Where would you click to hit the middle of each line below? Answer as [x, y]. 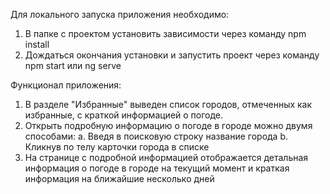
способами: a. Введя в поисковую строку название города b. [156, 136]
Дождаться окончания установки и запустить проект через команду [172, 55]
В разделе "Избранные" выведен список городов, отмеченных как [168, 104]
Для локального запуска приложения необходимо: [120, 14]
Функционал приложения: [66, 85]
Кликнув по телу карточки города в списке [117, 147]
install [37, 44]
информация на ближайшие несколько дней [119, 178]
